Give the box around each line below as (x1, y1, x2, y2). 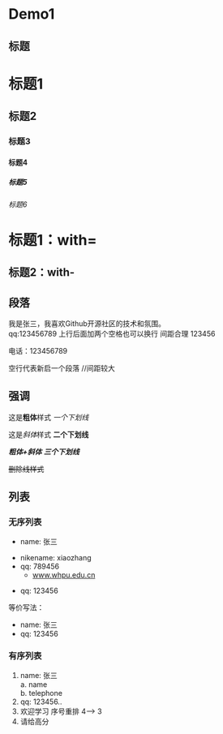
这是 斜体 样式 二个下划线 (8, 429, 89, 439)
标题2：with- (8, 265, 75, 280)
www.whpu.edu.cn (32, 569, 96, 580)
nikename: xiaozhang (19, 552, 92, 562)
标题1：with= (8, 230, 97, 249)
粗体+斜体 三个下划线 (8, 447, 79, 457)
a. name (19, 679, 48, 689)
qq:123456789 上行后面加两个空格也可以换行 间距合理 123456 (8, 329, 216, 339)
